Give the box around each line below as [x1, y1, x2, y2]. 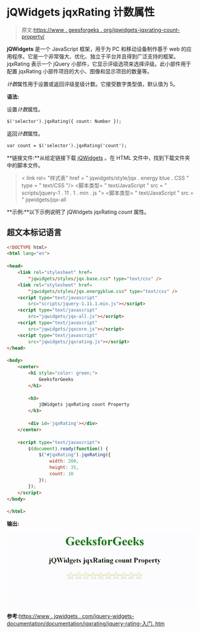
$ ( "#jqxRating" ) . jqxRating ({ [38, 452, 111, 458]
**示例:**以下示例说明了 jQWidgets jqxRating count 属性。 [7, 208, 150, 215]
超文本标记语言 [7, 227, 62, 237]
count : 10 [49, 471, 74, 477]
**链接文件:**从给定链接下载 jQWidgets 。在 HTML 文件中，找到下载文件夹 [7, 154, 190, 161]
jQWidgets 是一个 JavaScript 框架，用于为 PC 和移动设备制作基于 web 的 [7, 45, 187, 53]
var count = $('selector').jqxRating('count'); [7, 143, 127, 149]
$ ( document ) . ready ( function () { [28, 446, 109, 452]
